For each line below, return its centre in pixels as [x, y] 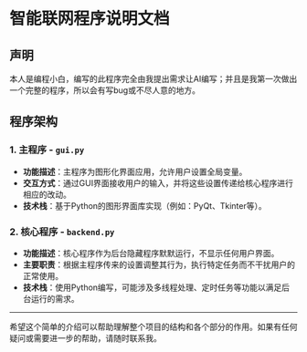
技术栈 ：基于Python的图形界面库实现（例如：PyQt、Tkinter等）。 [144, 205]
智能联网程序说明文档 [90, 19]
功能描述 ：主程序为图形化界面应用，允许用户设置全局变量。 [135, 171]
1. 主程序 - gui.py [47, 150]
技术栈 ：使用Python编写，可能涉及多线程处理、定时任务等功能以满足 [152, 287]
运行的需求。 [55, 298]
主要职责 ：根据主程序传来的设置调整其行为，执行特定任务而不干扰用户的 [159, 264]
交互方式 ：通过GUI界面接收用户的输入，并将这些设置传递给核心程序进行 [158, 182]
